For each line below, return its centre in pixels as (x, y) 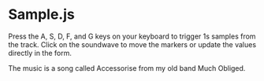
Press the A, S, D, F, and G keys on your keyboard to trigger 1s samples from (132, 36)
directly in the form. (40, 53)
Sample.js (41, 15)
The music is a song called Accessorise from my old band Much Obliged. (127, 68)
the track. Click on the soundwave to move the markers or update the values (132, 44)
